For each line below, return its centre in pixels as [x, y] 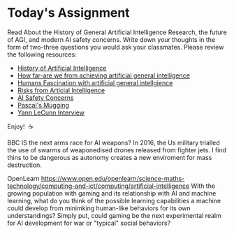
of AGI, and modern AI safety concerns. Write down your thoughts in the [111, 39]
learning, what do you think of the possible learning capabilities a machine [114, 200]
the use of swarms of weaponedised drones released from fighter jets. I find [117, 150]
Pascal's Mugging [43, 105]
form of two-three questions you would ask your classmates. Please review [116, 47]
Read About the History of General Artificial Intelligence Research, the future [117, 32]
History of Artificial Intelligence [62, 68]
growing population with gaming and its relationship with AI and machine [112, 193]
